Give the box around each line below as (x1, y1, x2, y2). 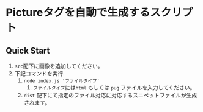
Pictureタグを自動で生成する (6, 5, 150, 19)
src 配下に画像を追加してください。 (14, 62, 103, 69)
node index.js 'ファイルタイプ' (23, 78, 100, 84)
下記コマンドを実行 (14, 70, 64, 77)
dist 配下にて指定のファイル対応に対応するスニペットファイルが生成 (23, 92, 197, 99)
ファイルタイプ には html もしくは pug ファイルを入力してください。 (32, 84, 196, 91)
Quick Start (6, 45, 50, 55)
